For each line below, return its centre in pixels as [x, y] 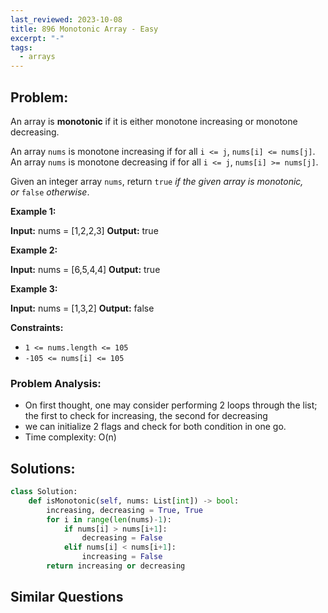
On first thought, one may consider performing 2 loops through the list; [171, 405]
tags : [21, 47]
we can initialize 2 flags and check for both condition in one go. [155, 427]
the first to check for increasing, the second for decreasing [146, 416]
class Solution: [44, 492]
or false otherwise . [50, 192]
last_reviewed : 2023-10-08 [66, 19]
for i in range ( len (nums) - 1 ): [109, 519]
